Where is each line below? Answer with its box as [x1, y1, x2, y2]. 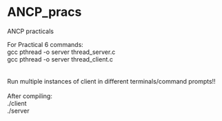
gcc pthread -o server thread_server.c [7, 48, 116, 56]
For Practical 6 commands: [7, 40, 84, 48]
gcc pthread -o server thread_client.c [7, 55, 114, 63]
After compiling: [7, 91, 53, 100]
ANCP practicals [7, 27, 54, 35]
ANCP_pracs [7, 4, 82, 20]
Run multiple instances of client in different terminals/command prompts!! [7, 77, 216, 85]
